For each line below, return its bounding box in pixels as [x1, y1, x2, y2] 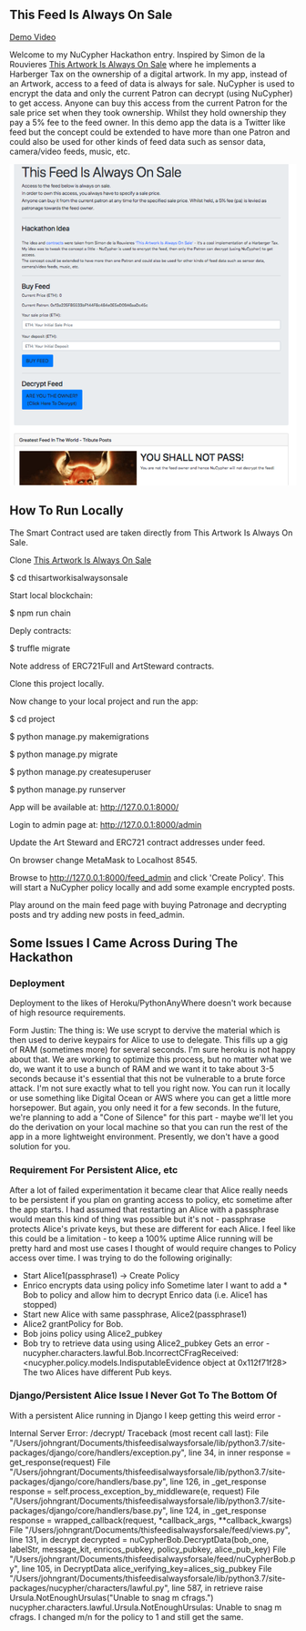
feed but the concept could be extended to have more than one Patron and [9, 127, 291, 138]
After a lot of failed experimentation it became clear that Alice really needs [9, 1184, 289, 1196]
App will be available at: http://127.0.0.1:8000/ [9, 801, 179, 812]
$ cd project [9, 713, 56, 724]
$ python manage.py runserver [9, 783, 126, 795]
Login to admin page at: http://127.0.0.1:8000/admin [9, 819, 202, 830]
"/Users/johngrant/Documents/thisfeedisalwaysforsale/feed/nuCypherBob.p [9, 1553, 296, 1565]
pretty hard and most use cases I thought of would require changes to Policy [9, 1242, 297, 1253]
